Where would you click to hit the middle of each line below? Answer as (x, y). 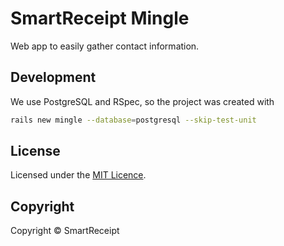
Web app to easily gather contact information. (105, 46)
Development (53, 77)
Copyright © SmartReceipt (65, 231)
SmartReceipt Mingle (100, 18)
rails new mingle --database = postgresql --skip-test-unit (133, 120)
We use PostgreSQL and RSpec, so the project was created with (142, 101)
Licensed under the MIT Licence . (78, 175)
